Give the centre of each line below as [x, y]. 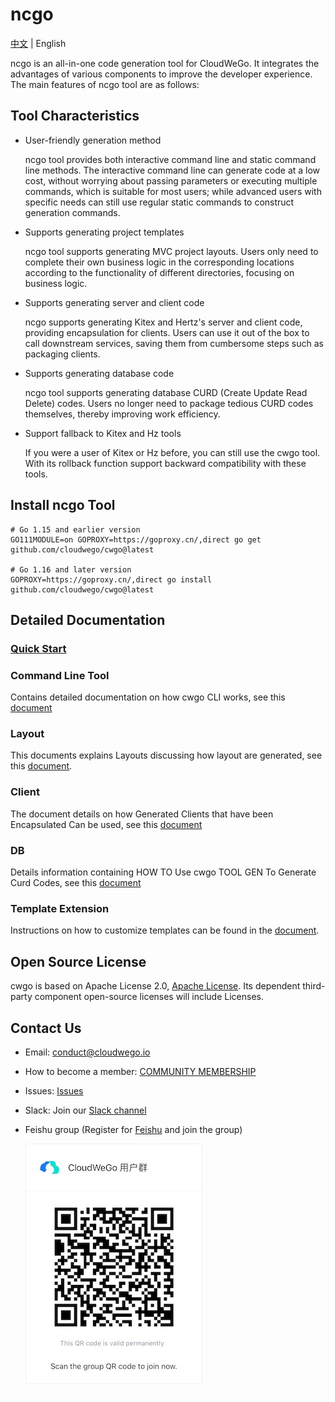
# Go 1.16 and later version [71, 569]
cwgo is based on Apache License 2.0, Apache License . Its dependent [155, 986]
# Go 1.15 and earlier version [75, 529]
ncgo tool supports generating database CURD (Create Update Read [166, 392]
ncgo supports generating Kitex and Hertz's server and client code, [163, 322]
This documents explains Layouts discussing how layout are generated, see [166, 755]
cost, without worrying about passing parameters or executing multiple [171, 180]
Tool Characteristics [75, 116]
